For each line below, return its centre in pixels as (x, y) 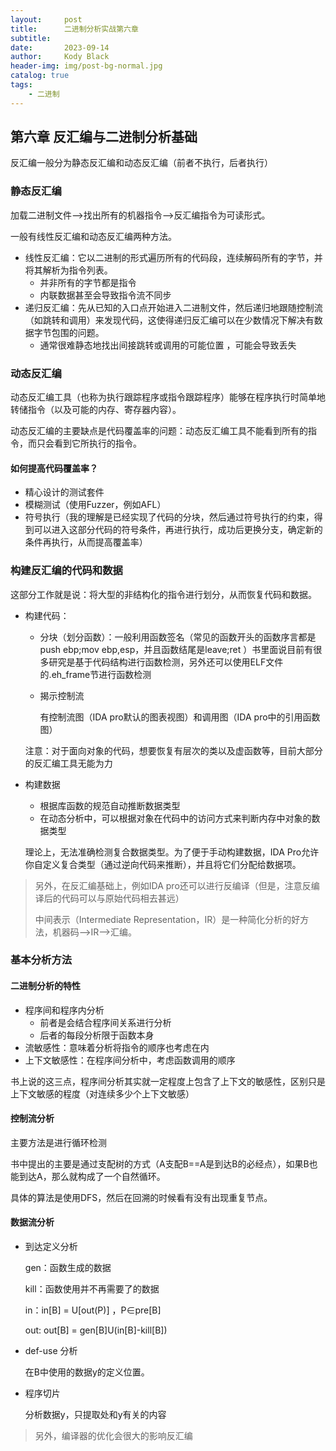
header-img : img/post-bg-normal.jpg (86, 66)
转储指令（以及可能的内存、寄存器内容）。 (96, 410)
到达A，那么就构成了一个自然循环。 (92, 1176)
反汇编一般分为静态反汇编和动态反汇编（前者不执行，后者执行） (141, 163)
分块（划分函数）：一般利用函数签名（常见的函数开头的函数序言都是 (178, 637)
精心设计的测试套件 (64, 492)
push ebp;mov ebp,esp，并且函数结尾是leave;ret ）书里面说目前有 (176, 649)
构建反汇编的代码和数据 (66, 571)
